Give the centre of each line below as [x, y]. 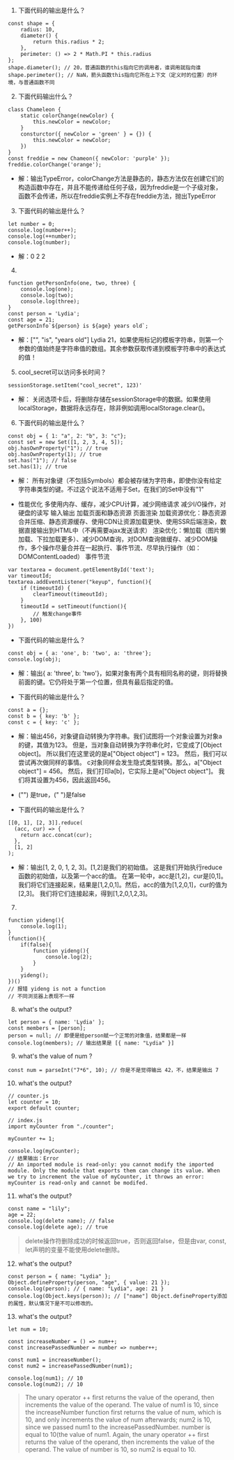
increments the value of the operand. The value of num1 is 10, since [122, 1405]
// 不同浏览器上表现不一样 [41, 996]
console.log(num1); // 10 [45, 1378]
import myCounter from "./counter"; [61, 1126]
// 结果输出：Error [33, 1159]
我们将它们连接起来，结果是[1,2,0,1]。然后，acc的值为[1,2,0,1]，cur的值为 [123, 885]
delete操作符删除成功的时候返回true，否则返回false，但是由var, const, [126, 1241]
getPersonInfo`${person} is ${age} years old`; [78, 326]
